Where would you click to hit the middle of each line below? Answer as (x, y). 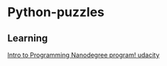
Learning (28, 38)
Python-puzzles (56, 12)
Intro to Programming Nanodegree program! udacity (83, 55)
